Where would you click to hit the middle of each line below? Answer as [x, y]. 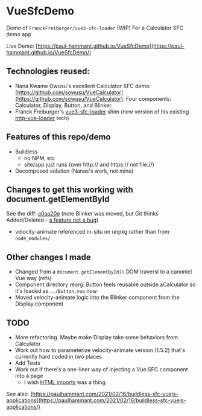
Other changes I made [49, 257]
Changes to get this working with [70, 189]
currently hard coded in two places [58, 357]
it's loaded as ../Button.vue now [56, 291]
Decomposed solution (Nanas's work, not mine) [74, 171]
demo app [19, 34]
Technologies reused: [48, 72]
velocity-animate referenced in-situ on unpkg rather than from [92, 232]
